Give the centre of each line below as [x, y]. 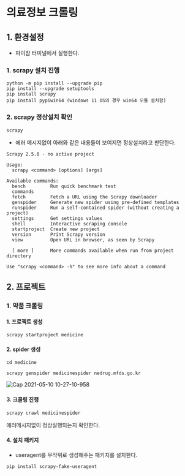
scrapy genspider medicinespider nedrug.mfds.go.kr [74, 373]
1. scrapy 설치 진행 [33, 70]
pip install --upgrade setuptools [51, 89]
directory [19, 256]
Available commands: [33, 181]
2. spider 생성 [24, 349]
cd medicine [21, 363]
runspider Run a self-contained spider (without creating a [96, 208]
